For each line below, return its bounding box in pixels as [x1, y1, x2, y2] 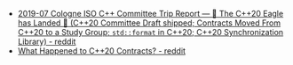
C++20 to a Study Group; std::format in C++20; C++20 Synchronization [17, 27, 284, 37]
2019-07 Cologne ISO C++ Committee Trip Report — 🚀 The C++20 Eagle [17, 9, 284, 18]
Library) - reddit [17, 36, 76, 47]
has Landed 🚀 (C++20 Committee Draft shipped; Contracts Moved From [17, 18, 281, 28]
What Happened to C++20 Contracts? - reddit [17, 46, 186, 56]
